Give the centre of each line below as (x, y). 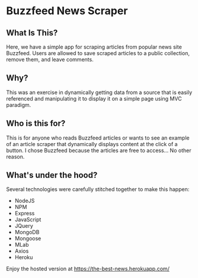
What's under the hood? (52, 175)
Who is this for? (36, 123)
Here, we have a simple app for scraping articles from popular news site (94, 47)
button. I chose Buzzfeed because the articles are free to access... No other (99, 150)
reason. (15, 156)
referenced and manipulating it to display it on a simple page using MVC (94, 98)
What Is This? (32, 33)
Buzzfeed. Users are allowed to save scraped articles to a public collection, (98, 53)
